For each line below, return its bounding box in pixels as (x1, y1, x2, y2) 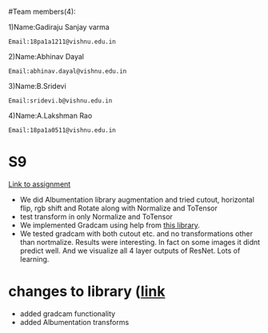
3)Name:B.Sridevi (8, 82, 66, 90)
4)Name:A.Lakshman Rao (8, 111, 93, 120)
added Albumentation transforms (19, 317, 130, 327)
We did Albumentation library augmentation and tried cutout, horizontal (19, 195, 254, 204)
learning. (19, 254, 50, 263)
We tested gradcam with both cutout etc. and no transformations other (19, 228, 254, 239)
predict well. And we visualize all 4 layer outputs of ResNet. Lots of (19, 246, 241, 255)
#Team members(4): (8, 7, 76, 16)
